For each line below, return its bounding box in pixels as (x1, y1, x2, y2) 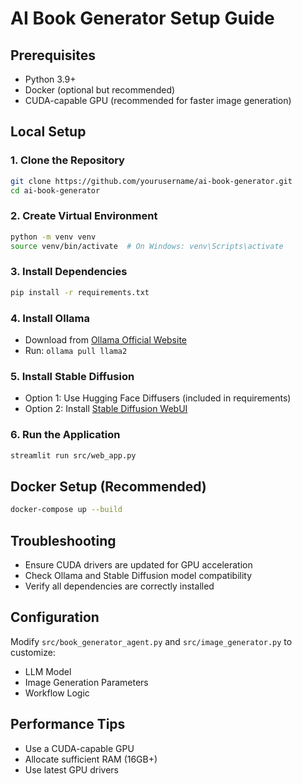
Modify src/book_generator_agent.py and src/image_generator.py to (10, 635, 293, 647)
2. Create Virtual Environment (10, 209, 158, 223)
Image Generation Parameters (24, 676, 149, 688)
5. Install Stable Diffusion (10, 369, 135, 383)
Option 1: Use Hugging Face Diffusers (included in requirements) (24, 392, 292, 404)
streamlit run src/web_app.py (10, 450, 137, 461)
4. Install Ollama (10, 311, 90, 325)
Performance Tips (10, 716, 126, 733)
